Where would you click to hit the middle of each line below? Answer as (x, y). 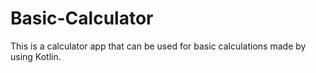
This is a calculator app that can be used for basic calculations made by (158, 46)
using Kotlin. (36, 56)
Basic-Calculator (82, 18)
